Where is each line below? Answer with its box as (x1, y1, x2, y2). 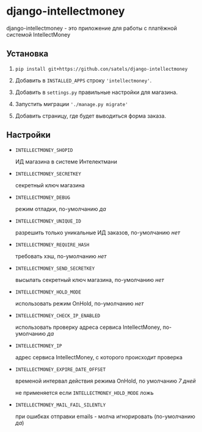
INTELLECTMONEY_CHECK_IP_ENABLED (15, 312, 101, 319)
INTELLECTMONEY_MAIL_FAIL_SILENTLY (15, 401, 106, 408)
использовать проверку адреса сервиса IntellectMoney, (15, 323, 162, 331)
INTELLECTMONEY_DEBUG (15, 194, 70, 201)
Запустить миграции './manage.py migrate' (15, 100, 128, 107)
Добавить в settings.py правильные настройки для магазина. (15, 88, 178, 96)
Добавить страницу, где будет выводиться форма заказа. (15, 112, 167, 120)
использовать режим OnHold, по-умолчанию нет (15, 300, 144, 307)
